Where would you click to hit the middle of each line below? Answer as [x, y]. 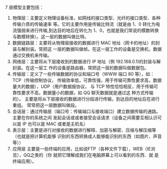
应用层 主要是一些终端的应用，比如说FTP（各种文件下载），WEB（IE [82, 149]
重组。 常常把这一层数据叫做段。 [46, 105]
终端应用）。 [24, 161]
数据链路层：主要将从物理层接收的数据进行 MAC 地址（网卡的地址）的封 [86, 43]
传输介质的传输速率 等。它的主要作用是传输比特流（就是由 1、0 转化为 [84, 24]
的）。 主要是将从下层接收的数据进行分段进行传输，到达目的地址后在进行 [86, 99]
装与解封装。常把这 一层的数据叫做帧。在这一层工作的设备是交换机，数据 [87, 49]
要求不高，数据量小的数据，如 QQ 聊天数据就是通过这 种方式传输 [87, 93]
